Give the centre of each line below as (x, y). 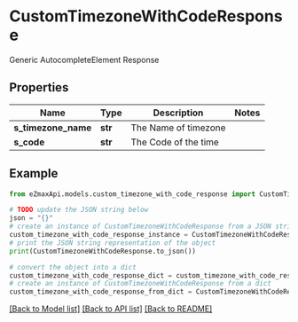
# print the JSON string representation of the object (113, 243)
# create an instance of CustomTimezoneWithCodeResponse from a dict (141, 284)
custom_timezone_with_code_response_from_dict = (101, 292)
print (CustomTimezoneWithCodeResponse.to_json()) (103, 251)
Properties (39, 87)
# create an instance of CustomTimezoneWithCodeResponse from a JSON (141, 227)
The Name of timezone (178, 128)
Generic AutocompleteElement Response (84, 59)
